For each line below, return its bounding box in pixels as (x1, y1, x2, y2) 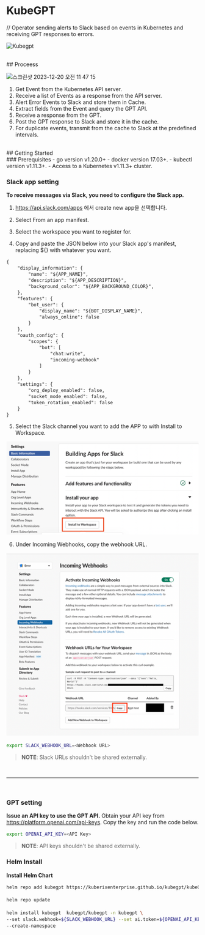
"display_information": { (17, 265, 84, 272)
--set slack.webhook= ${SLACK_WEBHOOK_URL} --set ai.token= (6, 916, 160, 922)
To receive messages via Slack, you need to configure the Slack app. (6, 191, 184, 199)
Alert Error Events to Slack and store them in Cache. (15, 98, 146, 106)
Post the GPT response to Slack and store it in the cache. (15, 117, 159, 125)
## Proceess (6, 61, 38, 68)
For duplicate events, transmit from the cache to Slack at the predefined (15, 124, 196, 131)
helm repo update (6, 897, 51, 903)
